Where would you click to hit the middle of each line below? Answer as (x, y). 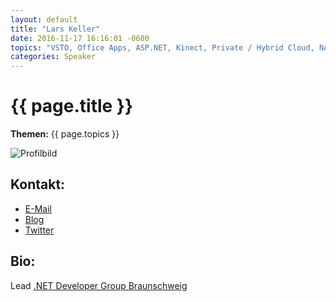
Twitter (39, 230)
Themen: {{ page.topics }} (65, 134)
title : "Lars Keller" (55, 29)
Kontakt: (38, 184)
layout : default (44, 19)
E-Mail (38, 208)
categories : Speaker (53, 57)
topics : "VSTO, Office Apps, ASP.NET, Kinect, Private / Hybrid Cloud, (162, 47)
